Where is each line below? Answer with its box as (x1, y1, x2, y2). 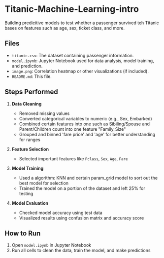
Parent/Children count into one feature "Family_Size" (19, 126, 126, 132)
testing (19, 190, 33, 196)
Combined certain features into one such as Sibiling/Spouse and (19, 121, 150, 127)
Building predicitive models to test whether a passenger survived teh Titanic (4, 20, 159, 26)
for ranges (19, 137, 40, 143)
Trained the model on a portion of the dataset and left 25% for (19, 185, 146, 191)
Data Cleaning (11, 101, 42, 107)
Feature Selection (11, 146, 49, 152)
